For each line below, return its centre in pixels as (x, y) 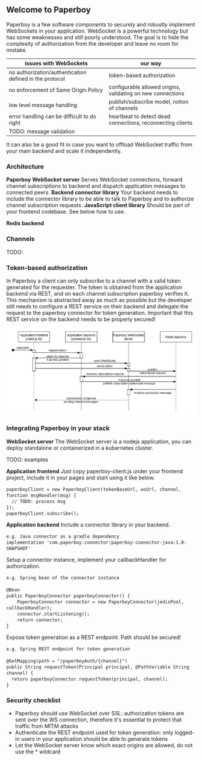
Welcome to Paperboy (49, 10)
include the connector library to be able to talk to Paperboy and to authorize (100, 199)
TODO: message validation (42, 131)
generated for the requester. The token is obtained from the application (94, 287)
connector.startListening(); (54, 614)
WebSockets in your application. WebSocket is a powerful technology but (97, 31)
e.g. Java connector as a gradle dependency (63, 536)
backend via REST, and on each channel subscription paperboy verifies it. (98, 293)
